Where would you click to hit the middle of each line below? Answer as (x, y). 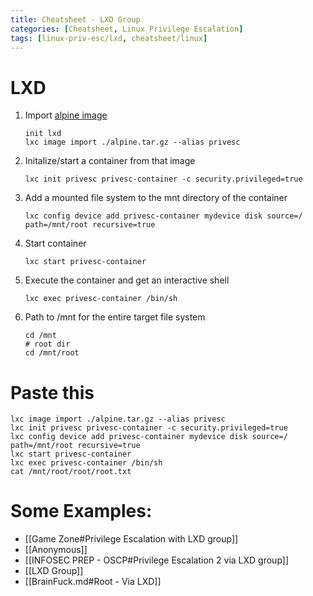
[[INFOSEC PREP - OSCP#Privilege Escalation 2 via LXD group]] (157, 560)
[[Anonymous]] (56, 550)
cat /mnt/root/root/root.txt (71, 472)
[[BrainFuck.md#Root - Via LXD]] (93, 582)
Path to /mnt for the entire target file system (115, 317)
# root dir (47, 344)
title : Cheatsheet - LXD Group (75, 19)
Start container (55, 243)
